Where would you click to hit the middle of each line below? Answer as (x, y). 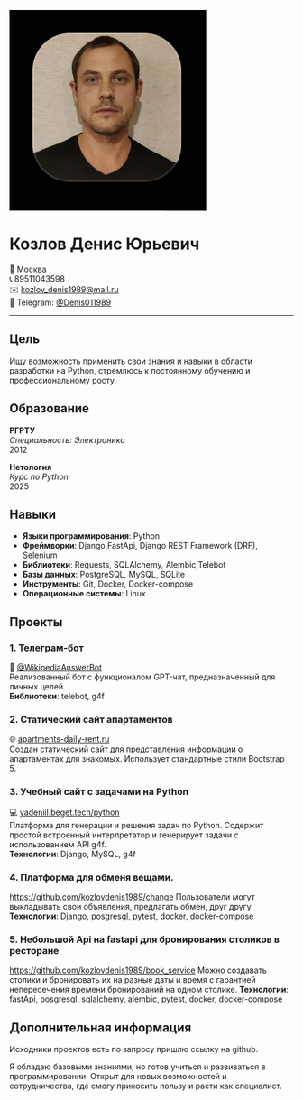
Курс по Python (39, 476)
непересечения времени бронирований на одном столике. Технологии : (149, 990)
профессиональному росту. (63, 380)
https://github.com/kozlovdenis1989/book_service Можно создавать (138, 970)
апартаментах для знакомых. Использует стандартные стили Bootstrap (147, 759)
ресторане (34, 950)
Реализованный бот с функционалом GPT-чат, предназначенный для (142, 677)
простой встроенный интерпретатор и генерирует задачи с (124, 835)
